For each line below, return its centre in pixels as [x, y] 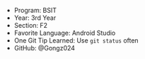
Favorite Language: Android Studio [65, 33]
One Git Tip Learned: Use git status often [76, 41]
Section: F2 [31, 25]
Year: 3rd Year [35, 18]
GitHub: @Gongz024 [45, 48]
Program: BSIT [35, 10]
